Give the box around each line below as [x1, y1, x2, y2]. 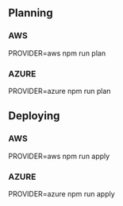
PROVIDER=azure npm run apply [8, 189, 115, 198]
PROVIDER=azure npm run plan [8, 86, 111, 95]
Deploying [8, 109, 60, 122]
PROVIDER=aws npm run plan [8, 48, 106, 58]
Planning [8, 6, 53, 20]
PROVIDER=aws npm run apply [8, 151, 110, 161]
